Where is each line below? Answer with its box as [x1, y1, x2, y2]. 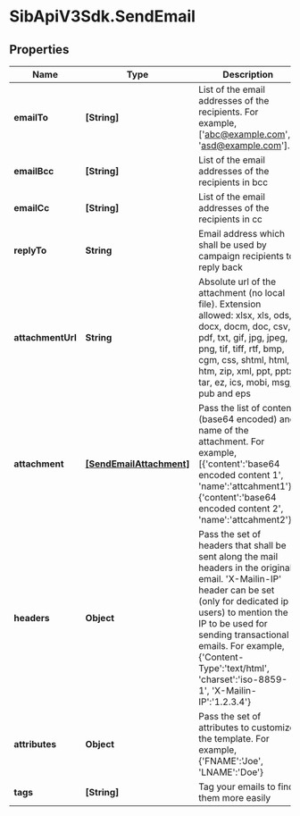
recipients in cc [197, 213, 263, 225]
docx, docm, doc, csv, [197, 320, 291, 332]
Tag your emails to [197, 780, 276, 793]
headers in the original [197, 561, 293, 574]
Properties [9, 42, 70, 57]
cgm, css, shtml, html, [197, 354, 290, 366]
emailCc [13, 202, 50, 214]
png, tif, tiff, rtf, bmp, [197, 342, 285, 355]
